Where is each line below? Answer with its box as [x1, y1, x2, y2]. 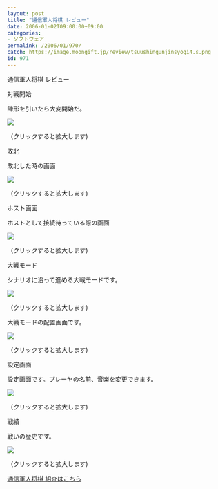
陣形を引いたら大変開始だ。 [7, 104, 86, 113]
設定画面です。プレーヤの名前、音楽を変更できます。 [7, 375, 157, 383]
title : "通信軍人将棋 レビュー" [7, 17, 90, 24]
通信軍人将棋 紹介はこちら [7, 474, 81, 483]
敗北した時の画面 [7, 161, 56, 169]
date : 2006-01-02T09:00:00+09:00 [7, 23, 103, 30]
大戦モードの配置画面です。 [7, 317, 86, 326]
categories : [7, 29, 41, 37]
